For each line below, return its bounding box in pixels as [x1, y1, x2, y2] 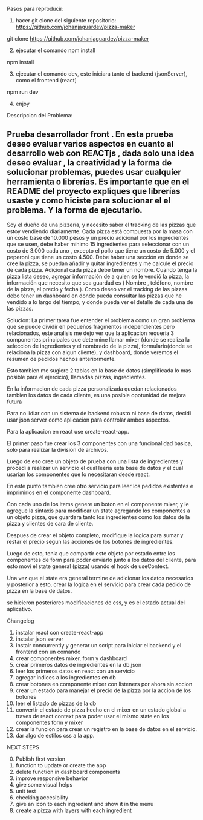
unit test [15, 787, 36, 795]
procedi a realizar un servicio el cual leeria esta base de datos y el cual [7, 464, 184, 471]
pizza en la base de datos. [7, 587, 72, 594]
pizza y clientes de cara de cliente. [7, 520, 94, 527]
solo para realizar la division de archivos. [7, 446, 109, 453]
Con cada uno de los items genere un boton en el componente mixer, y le [7, 500, 189, 508]
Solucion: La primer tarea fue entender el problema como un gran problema [7, 316, 195, 323]
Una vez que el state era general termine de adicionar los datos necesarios [7, 574, 194, 581]
